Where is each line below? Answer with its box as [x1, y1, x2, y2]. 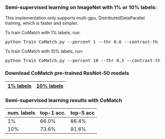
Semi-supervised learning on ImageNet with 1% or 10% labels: [5, 4, 157, 11]
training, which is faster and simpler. [5, 20, 79, 26]
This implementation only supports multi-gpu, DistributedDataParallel [5, 15, 145, 21]
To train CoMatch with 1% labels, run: [5, 30, 81, 36]
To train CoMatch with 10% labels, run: [5, 48, 83, 54]
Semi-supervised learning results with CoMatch [5, 97, 122, 104]
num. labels [7, 109, 35, 116]
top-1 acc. [40, 109, 66, 116]
